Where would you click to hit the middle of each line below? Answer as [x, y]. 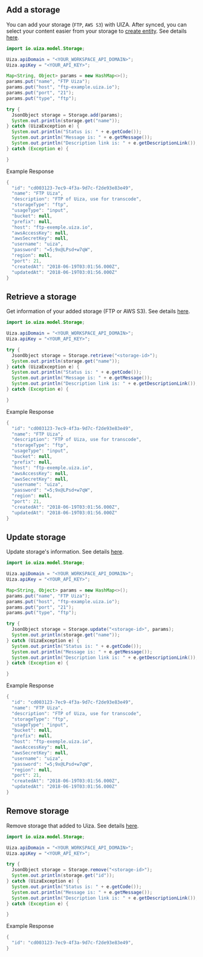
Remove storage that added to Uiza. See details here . [72, 826]
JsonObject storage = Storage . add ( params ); [67, 115]
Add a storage [33, 10]
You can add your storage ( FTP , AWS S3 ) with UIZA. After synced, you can [97, 24]
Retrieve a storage [41, 297]
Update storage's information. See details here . [65, 552]
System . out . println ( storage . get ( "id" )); [63, 876]
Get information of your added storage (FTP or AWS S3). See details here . [98, 312]
